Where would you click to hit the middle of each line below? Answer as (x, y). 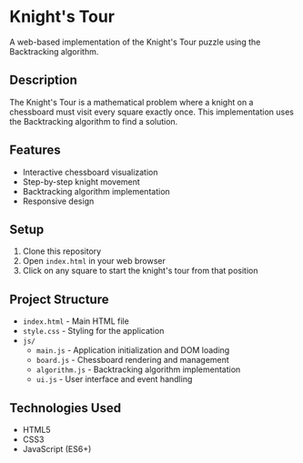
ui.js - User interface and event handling (114, 379)
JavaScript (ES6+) (57, 449)
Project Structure (59, 299)
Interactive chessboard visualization (90, 172)
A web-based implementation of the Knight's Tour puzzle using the (135, 42)
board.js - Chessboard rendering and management (132, 360)
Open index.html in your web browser (94, 261)
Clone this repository (62, 251)
